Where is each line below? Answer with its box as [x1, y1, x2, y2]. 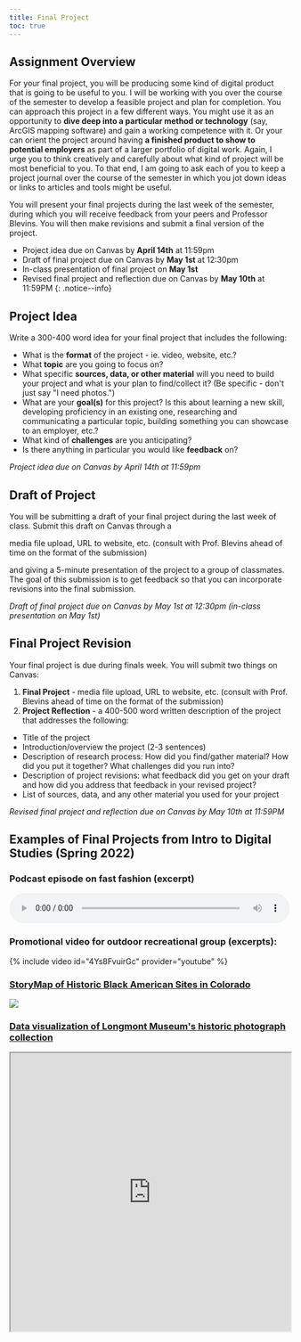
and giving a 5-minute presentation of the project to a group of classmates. [9, 564, 285, 575]
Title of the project [21, 732, 91, 742]
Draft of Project [9, 487, 96, 503]
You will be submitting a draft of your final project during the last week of [9, 511, 277, 521]
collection [9, 1031, 53, 1043]
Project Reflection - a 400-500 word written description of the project [21, 705, 281, 716]
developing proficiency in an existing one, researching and [21, 406, 238, 417]
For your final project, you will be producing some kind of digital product [9, 78, 274, 89]
